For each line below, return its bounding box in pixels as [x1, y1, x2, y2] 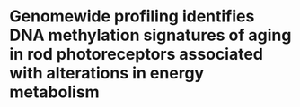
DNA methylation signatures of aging [9, 25, 292, 45]
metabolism [9, 82, 101, 103]
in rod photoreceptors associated [9, 45, 263, 64]
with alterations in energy [9, 63, 205, 84]
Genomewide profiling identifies [9, 6, 255, 27]
